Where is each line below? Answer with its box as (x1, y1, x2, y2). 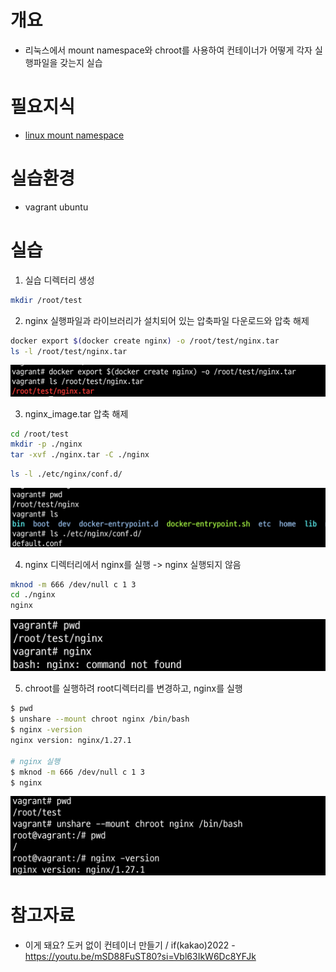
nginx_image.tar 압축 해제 (24, 407, 129, 420)
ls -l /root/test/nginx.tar (10, 346, 128, 356)
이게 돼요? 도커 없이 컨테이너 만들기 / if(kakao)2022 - (24, 939, 236, 951)
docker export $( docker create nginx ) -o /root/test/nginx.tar (10, 336, 280, 346)
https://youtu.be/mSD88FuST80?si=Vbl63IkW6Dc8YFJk (24, 950, 257, 962)
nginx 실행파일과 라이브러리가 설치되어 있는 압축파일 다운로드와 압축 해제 (24, 314, 310, 326)
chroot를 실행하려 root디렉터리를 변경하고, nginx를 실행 (24, 682, 243, 695)
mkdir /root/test (10, 295, 83, 305)
